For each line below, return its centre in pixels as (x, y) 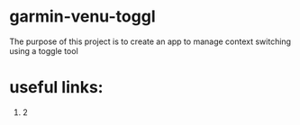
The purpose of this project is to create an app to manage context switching (150, 41)
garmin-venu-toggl (82, 17)
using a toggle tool (44, 50)
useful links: (56, 88)
